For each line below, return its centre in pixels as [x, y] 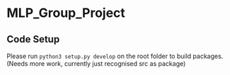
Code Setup [33, 39]
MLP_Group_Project [66, 13]
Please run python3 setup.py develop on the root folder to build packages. [115, 56]
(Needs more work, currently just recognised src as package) [96, 64]
